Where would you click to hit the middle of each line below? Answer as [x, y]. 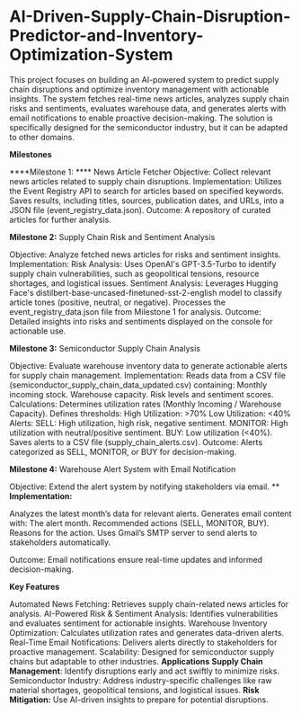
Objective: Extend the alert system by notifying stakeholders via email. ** [145, 486]
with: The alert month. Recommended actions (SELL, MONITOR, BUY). [139, 522]
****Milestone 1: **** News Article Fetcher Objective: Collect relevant [140, 172]
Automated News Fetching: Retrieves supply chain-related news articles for [149, 603]
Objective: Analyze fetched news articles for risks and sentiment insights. [145, 254]
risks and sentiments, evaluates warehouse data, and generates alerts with [148, 108]
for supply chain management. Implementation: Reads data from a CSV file [147, 375]
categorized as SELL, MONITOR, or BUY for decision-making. [123, 451]
